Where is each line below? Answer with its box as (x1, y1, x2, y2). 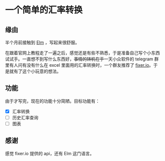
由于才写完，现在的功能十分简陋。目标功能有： (5, 98, 100, 104)
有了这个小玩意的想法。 (13, 68, 61, 74)
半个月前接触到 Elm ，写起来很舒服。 (5, 40, 80, 45)
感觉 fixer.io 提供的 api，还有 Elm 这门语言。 (5, 150, 94, 156)
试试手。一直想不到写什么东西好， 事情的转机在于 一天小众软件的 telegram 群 (5, 56, 159, 62)
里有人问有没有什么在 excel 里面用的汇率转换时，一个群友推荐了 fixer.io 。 (5, 62, 154, 68)
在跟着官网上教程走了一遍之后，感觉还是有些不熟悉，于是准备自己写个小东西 (5, 50, 160, 55)
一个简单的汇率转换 (5, 4, 83, 16)
